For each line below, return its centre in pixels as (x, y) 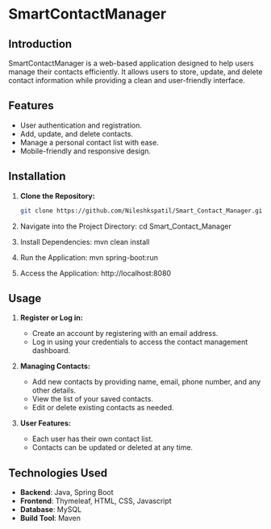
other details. (54, 390)
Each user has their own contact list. (92, 439)
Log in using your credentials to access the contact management (140, 342)
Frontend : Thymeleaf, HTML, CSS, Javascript (96, 501)
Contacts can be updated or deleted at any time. (113, 447)
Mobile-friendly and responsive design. (85, 151)
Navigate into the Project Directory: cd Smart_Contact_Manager (125, 226)
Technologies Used (58, 473)
